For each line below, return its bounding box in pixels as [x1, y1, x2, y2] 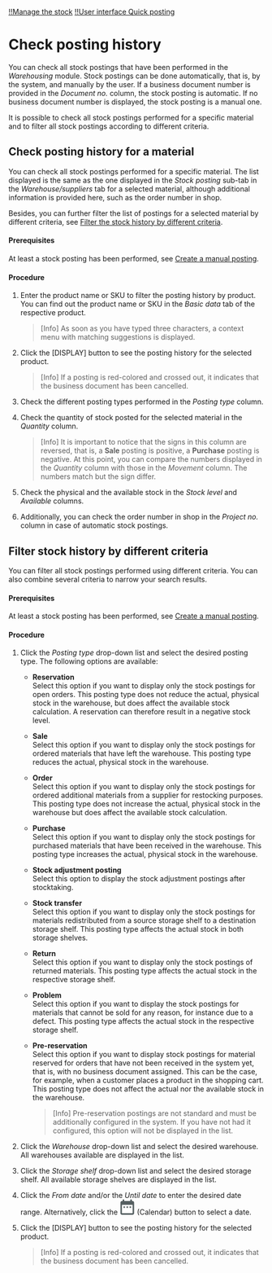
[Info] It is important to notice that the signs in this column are [40, 437, 247, 447]
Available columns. [19, 496, 84, 506]
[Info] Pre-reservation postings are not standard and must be [52, 1108, 257, 1118]
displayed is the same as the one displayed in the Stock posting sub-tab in [8, 175, 257, 185]
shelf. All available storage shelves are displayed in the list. [19, 1174, 217, 1184]
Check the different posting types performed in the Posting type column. [19, 397, 264, 406]
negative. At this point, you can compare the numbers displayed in [40, 454, 262, 464]
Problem [32, 990, 63, 1000]
